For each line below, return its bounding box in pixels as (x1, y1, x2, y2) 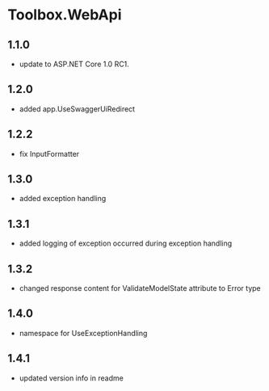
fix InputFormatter (19, 149, 80, 158)
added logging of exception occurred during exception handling (19, 238, 233, 248)
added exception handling (19, 194, 107, 204)
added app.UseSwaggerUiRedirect (19, 103, 135, 114)
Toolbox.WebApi (7, 6, 122, 24)
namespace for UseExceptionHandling (19, 328, 148, 338)
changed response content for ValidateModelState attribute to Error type (19, 284, 262, 293)
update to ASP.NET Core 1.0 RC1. (19, 59, 130, 69)
